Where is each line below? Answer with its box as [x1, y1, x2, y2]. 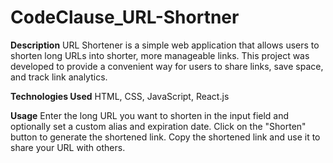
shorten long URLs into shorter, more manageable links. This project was [10, 49, 310, 61]
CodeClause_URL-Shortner [10, 6, 240, 29]
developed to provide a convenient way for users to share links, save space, [10, 60, 324, 72]
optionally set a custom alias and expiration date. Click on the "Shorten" [10, 120, 307, 132]
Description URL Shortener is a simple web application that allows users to [10, 39, 320, 51]
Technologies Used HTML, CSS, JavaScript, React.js [10, 90, 230, 102]
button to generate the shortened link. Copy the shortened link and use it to [10, 131, 321, 143]
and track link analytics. [10, 71, 108, 83]
